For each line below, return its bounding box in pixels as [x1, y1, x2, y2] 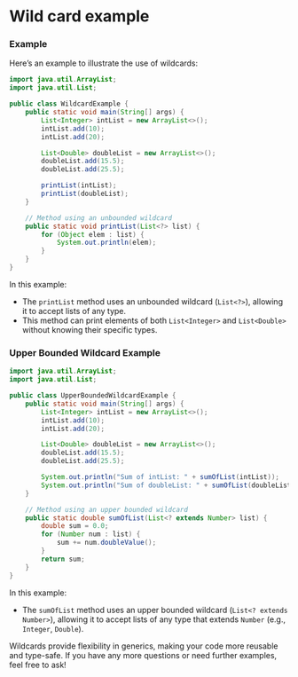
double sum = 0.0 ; [41, 522, 109, 531]
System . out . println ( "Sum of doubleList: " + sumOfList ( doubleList [41, 481, 292, 490]
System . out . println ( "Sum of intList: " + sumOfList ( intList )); [41, 473, 279, 482]
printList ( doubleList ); [41, 189, 129, 199]
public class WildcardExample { [9, 99, 129, 108]
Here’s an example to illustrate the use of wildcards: [9, 58, 199, 68]
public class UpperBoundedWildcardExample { [9, 391, 176, 400]
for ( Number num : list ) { [41, 530, 141, 539]
